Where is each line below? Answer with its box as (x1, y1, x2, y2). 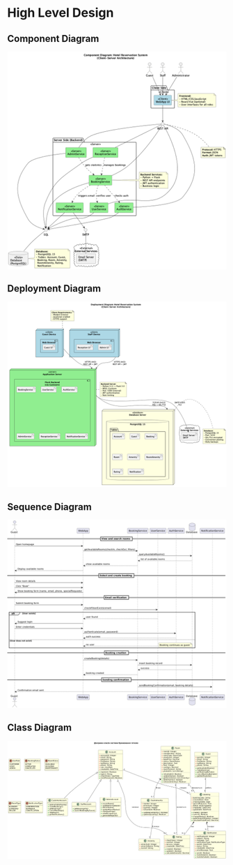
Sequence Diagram (7, 501, 92, 513)
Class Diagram (7, 722, 72, 734)
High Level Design (7, 5, 114, 21)
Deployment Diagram (7, 283, 102, 294)
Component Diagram (7, 33, 99, 45)
